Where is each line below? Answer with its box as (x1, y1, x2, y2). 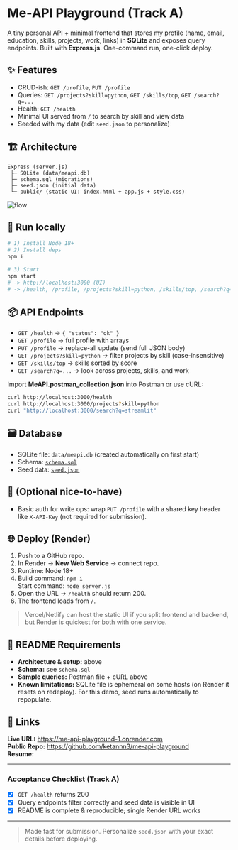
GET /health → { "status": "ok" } (17, 329, 120, 337)
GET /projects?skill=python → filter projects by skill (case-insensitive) (17, 352, 225, 360)
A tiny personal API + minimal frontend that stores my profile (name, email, (7, 28, 225, 37)
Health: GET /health (17, 104, 76, 113)
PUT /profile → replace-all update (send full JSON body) (17, 344, 186, 352)
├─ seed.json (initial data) (10, 182, 97, 189)
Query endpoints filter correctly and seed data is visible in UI (17, 798, 195, 807)
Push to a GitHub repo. (17, 552, 85, 560)
